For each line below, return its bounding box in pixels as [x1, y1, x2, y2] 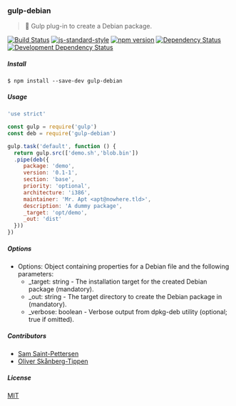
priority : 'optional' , [23, 182, 91, 190]
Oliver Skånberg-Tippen [17, 357, 88, 365]
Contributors [7, 331, 47, 340]
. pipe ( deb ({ [14, 156, 50, 163]
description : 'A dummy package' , [23, 202, 123, 209]
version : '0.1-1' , [23, 170, 78, 177]
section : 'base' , [23, 176, 75, 183]
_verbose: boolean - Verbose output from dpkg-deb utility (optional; [28, 308, 228, 316]
